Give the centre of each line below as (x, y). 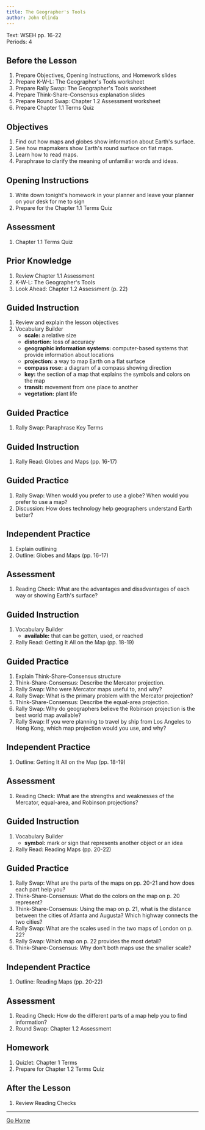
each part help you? (40, 890)
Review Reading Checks (45, 1103)
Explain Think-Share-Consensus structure (68, 676)
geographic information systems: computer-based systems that (106, 348)
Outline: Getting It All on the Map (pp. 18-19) (70, 762)
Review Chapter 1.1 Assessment (55, 276)
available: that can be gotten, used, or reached (84, 636)
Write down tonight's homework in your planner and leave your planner (104, 195)
